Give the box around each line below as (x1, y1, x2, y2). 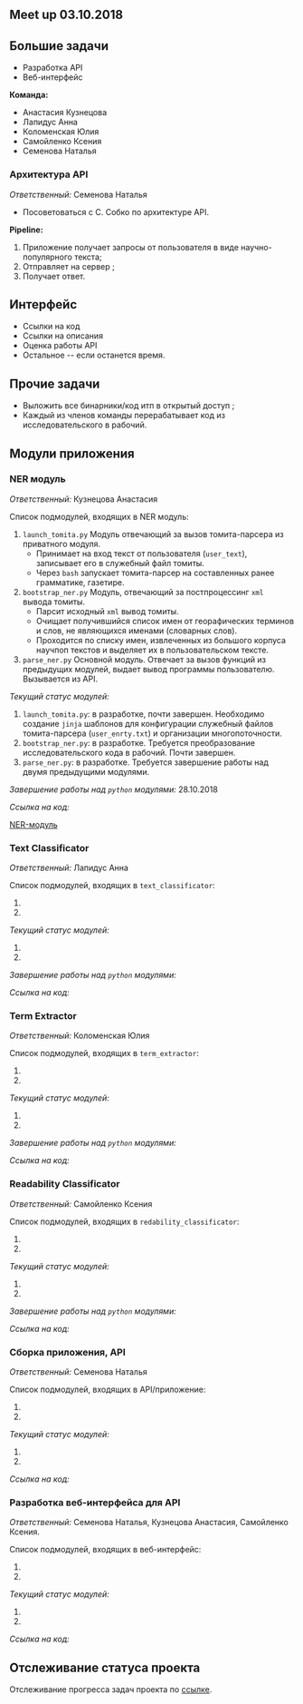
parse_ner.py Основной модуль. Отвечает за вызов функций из (22, 653, 267, 665)
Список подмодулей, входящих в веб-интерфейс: (9, 1544, 202, 1555)
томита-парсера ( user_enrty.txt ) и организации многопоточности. (22, 728, 283, 739)
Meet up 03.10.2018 (9, 7, 124, 23)
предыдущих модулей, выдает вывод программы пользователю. (22, 663, 275, 674)
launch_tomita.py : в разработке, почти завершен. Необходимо (22, 708, 265, 720)
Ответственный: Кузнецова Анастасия (9, 494, 158, 504)
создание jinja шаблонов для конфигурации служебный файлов (22, 718, 274, 729)
